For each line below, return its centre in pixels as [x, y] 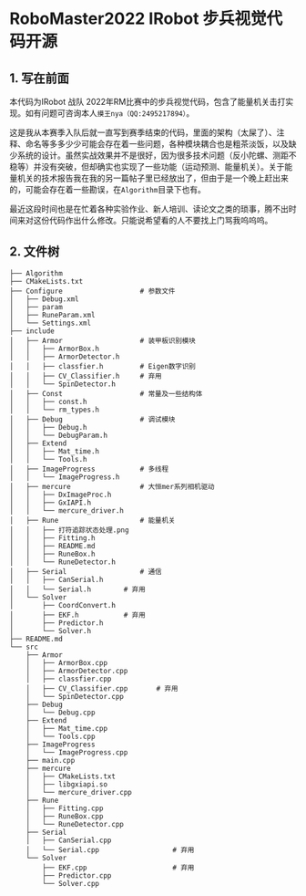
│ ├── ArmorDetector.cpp [77, 671]
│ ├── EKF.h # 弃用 [77, 615]
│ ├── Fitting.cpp [65, 808]
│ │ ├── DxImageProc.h [61, 495]
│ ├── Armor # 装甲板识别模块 [102, 340]
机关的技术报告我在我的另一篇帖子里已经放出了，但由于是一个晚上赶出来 [153, 178]
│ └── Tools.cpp [61, 736]
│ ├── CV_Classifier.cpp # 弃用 [102, 688]
